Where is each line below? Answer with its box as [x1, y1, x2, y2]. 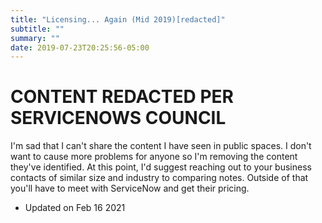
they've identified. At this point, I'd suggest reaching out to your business [10, 161, 312, 173]
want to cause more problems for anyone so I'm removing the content [10, 151, 298, 163]
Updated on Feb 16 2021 [24, 202, 126, 214]
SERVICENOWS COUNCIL [10, 107, 227, 130]
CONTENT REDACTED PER [10, 86, 234, 108]
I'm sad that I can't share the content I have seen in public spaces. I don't [10, 140, 312, 152]
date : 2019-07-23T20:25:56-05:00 [10, 42, 150, 53]
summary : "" [10, 33, 60, 43]
